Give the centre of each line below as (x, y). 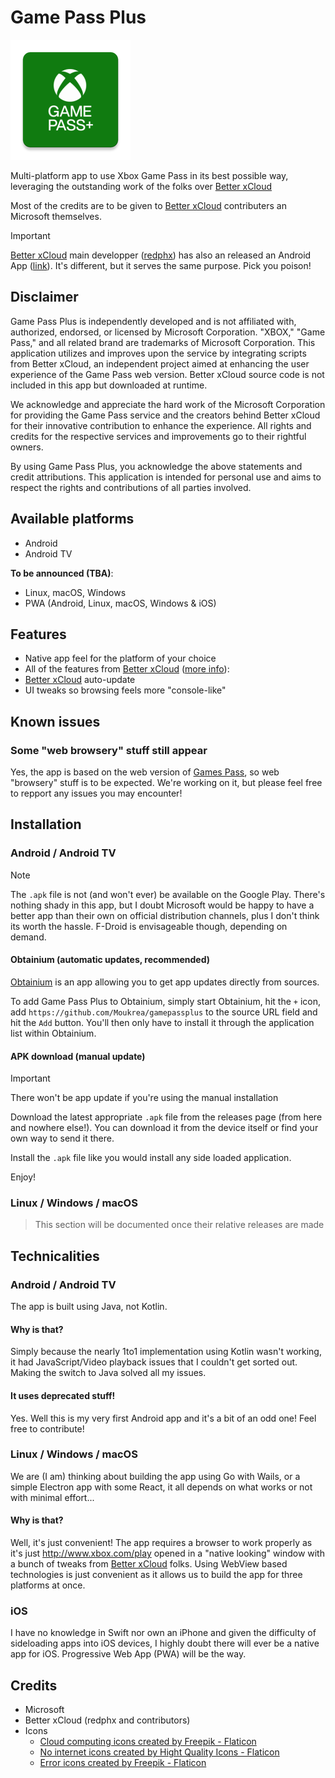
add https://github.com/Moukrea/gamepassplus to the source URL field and (164, 1012)
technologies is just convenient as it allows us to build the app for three (156, 1575)
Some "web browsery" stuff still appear (109, 750)
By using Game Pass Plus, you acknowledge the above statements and (156, 466)
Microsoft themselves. (56, 216)
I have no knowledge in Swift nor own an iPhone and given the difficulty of (163, 1633)
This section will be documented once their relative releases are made (179, 1225)
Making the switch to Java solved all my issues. (108, 1373)
